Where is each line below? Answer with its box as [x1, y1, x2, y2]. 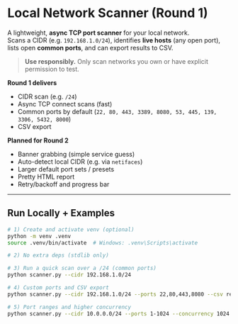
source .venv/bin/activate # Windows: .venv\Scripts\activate [7, 239, 198, 246]
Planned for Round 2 [7, 136, 69, 145]
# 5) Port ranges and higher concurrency [7, 303, 132, 311]
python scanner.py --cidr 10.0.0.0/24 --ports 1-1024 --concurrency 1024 [7, 310, 230, 317]
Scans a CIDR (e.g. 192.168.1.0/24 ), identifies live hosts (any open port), [7, 35, 221, 44]
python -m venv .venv [7, 233, 72, 240]
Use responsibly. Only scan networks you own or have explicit [24, 57, 209, 65]
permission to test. [24, 65, 79, 73]
